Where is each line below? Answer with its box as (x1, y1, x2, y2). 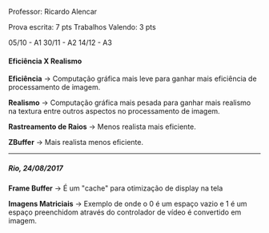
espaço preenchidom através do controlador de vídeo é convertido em (8, 207, 242, 217)
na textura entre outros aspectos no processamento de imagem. (8, 106, 220, 116)
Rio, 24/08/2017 (8, 163, 64, 173)
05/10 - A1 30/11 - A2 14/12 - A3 (8, 38, 112, 47)
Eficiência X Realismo (8, 56, 82, 66)
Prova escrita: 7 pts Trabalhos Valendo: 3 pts (8, 22, 156, 31)
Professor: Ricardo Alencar (8, 7, 98, 16)
